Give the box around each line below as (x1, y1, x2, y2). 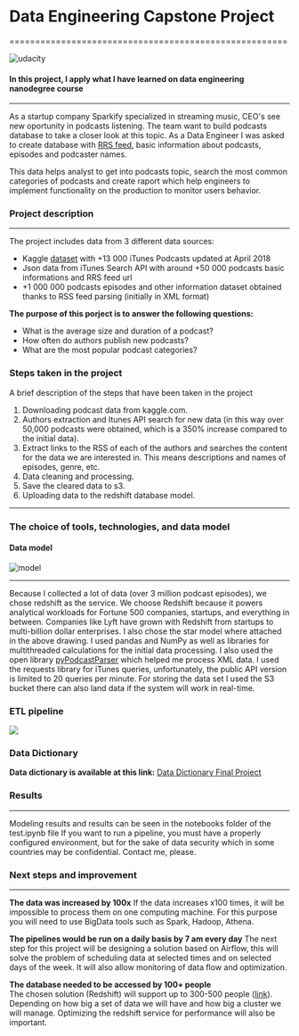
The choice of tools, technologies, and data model (9, 520, 230, 532)
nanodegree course (9, 83, 84, 94)
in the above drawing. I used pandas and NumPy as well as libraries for (9, 635, 270, 645)
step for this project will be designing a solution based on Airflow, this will (9, 943, 279, 954)
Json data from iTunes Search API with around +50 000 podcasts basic (21, 263, 285, 274)
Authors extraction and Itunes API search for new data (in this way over (21, 414, 285, 424)
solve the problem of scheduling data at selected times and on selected (9, 952, 271, 964)
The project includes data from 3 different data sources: (9, 236, 215, 247)
